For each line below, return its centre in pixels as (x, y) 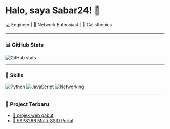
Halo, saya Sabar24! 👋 (53, 10)
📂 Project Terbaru (27, 104)
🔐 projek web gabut (33, 115)
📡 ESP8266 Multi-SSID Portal (43, 120)
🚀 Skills (14, 75)
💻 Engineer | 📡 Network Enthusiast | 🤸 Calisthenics (59, 24)
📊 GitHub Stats (25, 45)
